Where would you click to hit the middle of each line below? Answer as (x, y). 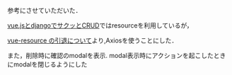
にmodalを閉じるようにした (47, 64)
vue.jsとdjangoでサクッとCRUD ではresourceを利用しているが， (100, 25)
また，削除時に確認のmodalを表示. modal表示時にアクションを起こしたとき (117, 56)
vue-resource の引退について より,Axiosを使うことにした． (93, 40)
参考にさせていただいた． (45, 10)
